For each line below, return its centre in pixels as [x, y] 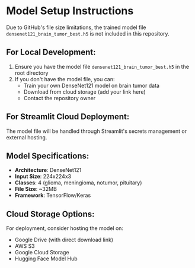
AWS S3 [25, 246]
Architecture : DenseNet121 [48, 170]
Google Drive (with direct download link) [64, 240]
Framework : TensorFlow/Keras [53, 195]
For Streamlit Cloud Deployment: [68, 117]
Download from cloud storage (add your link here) [85, 92]
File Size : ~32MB [36, 189]
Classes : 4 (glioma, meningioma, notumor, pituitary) [78, 183]
